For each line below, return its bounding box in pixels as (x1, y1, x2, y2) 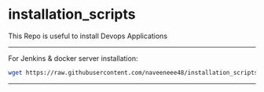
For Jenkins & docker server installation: (8, 53, 138, 63)
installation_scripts (8, 5, 136, 23)
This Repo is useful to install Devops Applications (8, 31, 167, 41)
